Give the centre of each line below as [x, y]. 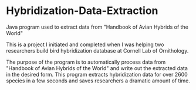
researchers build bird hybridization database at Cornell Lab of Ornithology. [97, 50]
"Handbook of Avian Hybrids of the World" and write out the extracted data [97, 68]
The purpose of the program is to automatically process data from [86, 62]
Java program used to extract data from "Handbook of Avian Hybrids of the [97, 27]
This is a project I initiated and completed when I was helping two [85, 44]
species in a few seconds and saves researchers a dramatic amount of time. [98, 81]
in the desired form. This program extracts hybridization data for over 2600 [97, 74]
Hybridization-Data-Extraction [82, 11]
